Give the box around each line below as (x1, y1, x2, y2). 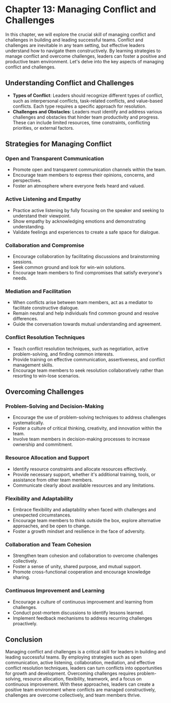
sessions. (12, 259, 33, 265)
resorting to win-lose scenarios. (12, 372, 80, 379)
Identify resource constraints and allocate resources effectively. (12, 466, 147, 472)
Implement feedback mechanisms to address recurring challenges (12, 615, 152, 621)
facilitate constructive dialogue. (12, 305, 79, 311)
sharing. (12, 574, 31, 580)
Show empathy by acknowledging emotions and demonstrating (12, 218, 146, 224)
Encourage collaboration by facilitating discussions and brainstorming (12, 253, 160, 260)
